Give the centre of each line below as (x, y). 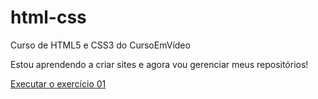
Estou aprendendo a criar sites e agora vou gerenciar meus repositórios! (159, 64)
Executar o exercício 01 (58, 83)
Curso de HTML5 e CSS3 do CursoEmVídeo (100, 45)
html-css (48, 17)
